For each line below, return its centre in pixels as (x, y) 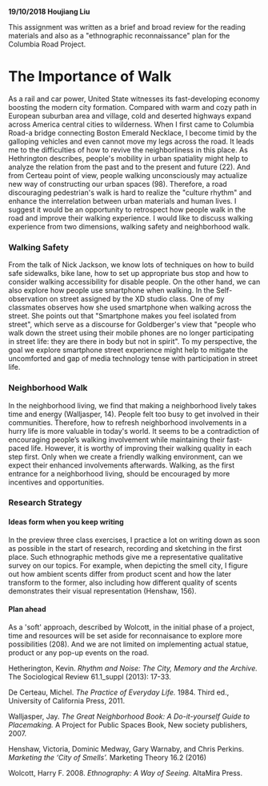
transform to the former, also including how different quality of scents (123, 582)
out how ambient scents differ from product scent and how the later (120, 573)
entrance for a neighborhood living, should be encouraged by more (119, 473)
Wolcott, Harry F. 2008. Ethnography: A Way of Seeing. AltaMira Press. (125, 772)
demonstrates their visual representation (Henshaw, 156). (103, 591)
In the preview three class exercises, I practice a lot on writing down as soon (134, 540)
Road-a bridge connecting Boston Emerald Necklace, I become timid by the (133, 132)
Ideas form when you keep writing (66, 522)
